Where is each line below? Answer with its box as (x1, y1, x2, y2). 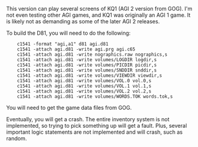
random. (6, 135, 27, 142)
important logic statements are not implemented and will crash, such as (6, 128, 183, 136)
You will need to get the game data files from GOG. (6, 104, 132, 111)
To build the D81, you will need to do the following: (6, 29, 131, 37)
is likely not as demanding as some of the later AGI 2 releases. (6, 18, 160, 25)
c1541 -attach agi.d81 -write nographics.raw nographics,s (17, 52, 168, 58)
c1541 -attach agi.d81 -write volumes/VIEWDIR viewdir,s (17, 73, 163, 79)
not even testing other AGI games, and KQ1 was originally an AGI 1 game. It (6, 11, 191, 19)
